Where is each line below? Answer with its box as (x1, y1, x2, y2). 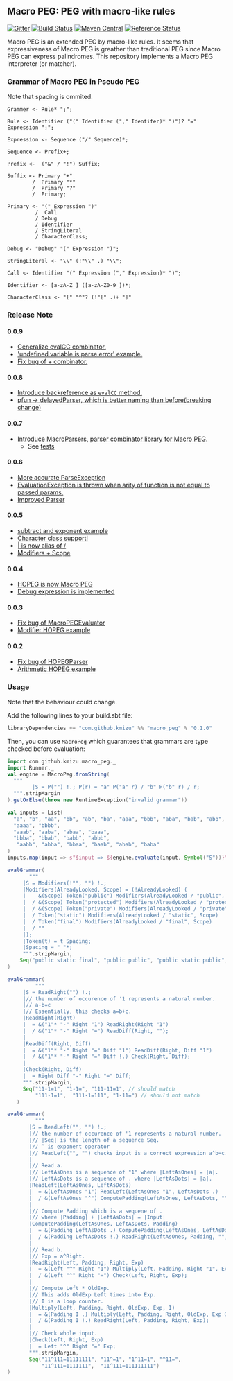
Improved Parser (17, 495, 65, 503)
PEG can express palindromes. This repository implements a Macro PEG (7, 52, 214, 60)
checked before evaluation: (7, 745, 85, 753)
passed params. (17, 488, 64, 496)
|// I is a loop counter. (28, 1298, 104, 1305)
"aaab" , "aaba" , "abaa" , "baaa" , (13, 828, 110, 835)
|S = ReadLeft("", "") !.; (28, 1124, 107, 1131)
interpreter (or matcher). (7, 59, 77, 68)
